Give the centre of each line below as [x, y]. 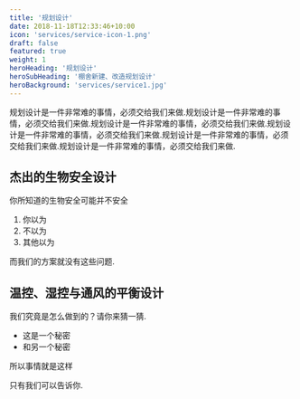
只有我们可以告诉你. [47, 385]
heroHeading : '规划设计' [53, 69]
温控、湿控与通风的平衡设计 [87, 293]
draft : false [34, 43]
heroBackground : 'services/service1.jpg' [89, 85]
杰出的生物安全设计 [63, 177]
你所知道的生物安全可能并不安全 [69, 201]
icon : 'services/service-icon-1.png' [80, 34]
